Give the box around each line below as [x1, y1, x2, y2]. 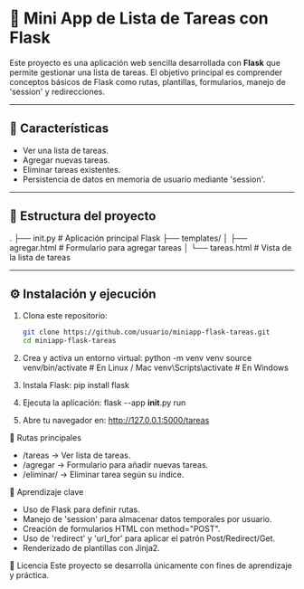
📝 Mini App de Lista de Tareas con [9, 8, 269, 29]
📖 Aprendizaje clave [9, 487, 84, 498]
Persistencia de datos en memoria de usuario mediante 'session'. [22, 174, 265, 185]
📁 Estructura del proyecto [9, 208, 157, 224]
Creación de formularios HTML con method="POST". [22, 524, 221, 535]
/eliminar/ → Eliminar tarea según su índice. [22, 470, 185, 480]
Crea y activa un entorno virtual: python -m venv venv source [22, 353, 252, 364]
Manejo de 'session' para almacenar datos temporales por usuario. [22, 514, 273, 525]
